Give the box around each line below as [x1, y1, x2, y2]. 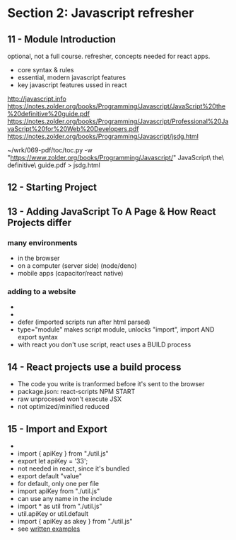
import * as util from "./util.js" [17, 502, 102, 510]
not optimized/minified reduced [17, 403, 110, 411]
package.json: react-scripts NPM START [17, 388, 136, 396]
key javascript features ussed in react [17, 81, 127, 89]
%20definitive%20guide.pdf [7, 110, 90, 118]
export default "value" [17, 472, 83, 480]
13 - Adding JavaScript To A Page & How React [7, 206, 216, 218]
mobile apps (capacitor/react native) [17, 269, 124, 278]
